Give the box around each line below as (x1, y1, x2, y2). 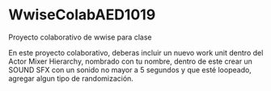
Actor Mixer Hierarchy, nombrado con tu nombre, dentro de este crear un (8, 56, 253, 66)
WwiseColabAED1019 (8, 6, 156, 24)
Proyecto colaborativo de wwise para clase (8, 32, 152, 42)
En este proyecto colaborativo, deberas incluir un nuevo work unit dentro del (8, 48, 264, 57)
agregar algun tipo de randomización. (8, 73, 133, 83)
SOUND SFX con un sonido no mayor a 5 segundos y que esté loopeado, (8, 64, 252, 74)
